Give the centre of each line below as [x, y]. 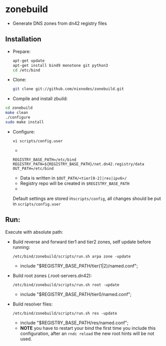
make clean [17, 113]
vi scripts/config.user [38, 141]
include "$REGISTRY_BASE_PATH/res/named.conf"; [74, 323]
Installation [23, 39]
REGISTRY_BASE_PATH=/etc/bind [45, 160]
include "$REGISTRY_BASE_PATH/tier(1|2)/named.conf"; [79, 266]
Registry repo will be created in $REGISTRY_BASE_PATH [75, 183]
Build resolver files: [33, 304]
